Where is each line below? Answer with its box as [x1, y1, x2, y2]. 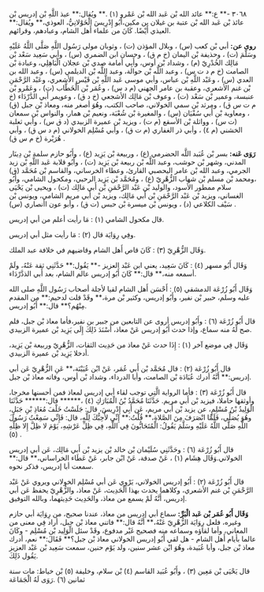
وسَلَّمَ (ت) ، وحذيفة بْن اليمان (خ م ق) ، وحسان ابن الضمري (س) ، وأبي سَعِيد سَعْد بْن [9, 50, 257, 58]
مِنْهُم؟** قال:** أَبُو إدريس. [9, 301, 87, 310]
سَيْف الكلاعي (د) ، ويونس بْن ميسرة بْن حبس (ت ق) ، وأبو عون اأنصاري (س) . [9, 199, 236, 209]
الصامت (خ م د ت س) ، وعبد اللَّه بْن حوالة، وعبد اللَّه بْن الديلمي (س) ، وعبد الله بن [9, 66, 249, 76]
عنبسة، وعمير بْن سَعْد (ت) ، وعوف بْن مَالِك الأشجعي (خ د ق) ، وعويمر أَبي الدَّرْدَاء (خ [9, 92, 255, 100]
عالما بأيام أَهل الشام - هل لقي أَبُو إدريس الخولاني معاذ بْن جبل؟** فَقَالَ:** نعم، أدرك [9, 534, 257, 543]
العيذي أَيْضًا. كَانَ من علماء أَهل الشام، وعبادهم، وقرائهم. [9, 26, 172, 35]
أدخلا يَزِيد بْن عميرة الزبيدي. [9, 349, 90, 357]
